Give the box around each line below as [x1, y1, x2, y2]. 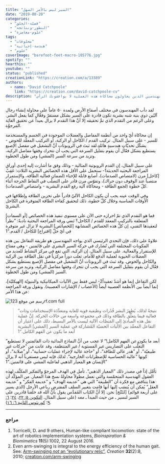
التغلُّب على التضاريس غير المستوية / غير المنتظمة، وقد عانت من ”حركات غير [5, 343, 145, 349]
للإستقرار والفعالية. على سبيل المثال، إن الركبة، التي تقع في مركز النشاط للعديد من [5, 248, 156, 254]
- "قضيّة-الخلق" [10, 21, 41, 26]
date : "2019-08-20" [5, 12, 46, 17]
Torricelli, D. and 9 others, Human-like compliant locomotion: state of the [12, 427, 160, 433]
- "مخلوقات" [10, 39, 35, 44]
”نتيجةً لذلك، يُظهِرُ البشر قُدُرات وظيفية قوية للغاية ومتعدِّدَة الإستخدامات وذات [17, 308, 157, 314]
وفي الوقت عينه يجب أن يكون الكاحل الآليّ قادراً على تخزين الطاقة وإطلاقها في [5, 193, 148, 199]
